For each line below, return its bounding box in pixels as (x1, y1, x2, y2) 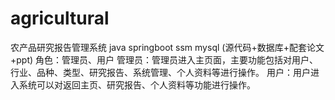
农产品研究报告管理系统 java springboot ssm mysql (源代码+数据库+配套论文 (10, 41, 325, 53)
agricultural (10, 7, 110, 30)
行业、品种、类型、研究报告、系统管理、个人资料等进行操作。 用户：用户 (10, 66, 311, 78)
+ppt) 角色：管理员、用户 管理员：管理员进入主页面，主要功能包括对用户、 (10, 53, 318, 66)
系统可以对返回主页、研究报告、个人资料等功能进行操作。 (18, 78, 256, 91)
